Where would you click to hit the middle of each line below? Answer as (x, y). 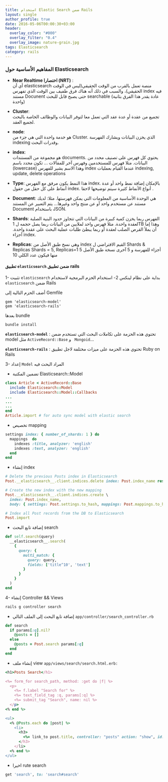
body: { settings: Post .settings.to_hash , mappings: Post (71, 504)
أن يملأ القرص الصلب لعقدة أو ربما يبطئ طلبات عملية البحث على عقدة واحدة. (84, 229)
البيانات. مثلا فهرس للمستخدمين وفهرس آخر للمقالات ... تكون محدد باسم (80, 163)
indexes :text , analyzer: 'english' (52, 448)
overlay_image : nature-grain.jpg (44, 43)
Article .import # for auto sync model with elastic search (68, 416)
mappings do (23, 439)
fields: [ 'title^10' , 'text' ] (59, 565)
